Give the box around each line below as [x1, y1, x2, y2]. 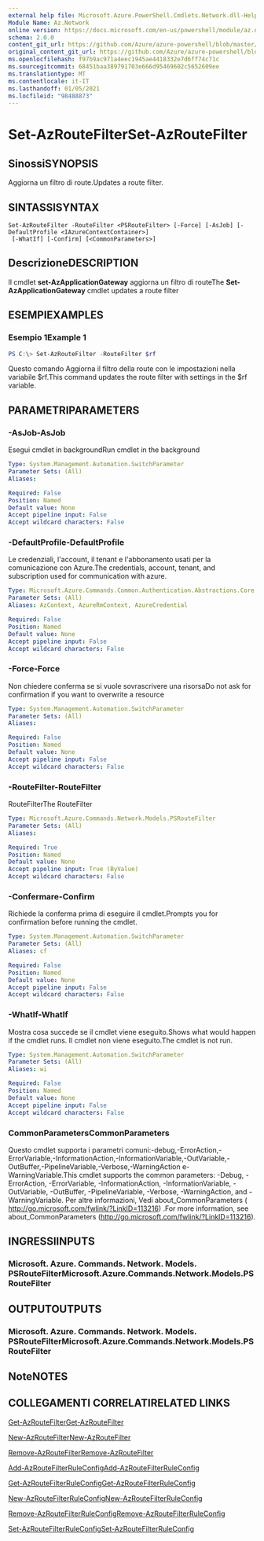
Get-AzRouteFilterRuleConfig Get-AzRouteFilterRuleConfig [8, 1478, 196, 1488]
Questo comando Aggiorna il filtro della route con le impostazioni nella [8, 364, 236, 373]
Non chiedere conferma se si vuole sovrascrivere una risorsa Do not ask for [8, 681, 251, 690]
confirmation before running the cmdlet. [8, 918, 137, 927]
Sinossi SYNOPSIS [8, 156, 98, 170]
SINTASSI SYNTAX [8, 200, 100, 214]
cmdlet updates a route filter [86, 285, 179, 295]
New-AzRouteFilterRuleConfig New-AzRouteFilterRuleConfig [8, 1493, 203, 1502]
